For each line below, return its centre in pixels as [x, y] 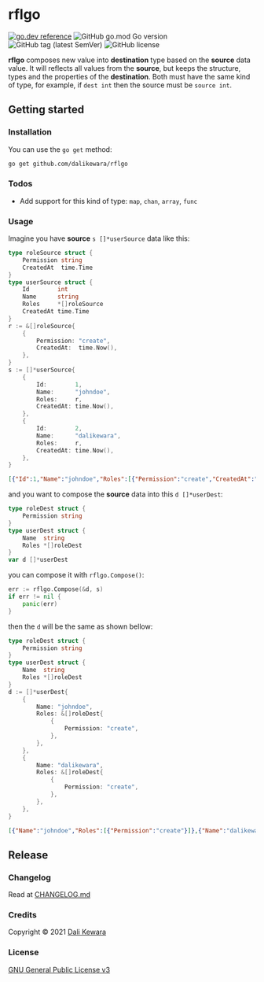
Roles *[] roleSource [63, 305]
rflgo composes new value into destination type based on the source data [130, 60]
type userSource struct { [50, 282]
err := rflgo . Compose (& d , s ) [56, 589]
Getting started [46, 110]
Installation [30, 132]
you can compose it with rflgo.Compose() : [76, 575]
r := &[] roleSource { [42, 326]
